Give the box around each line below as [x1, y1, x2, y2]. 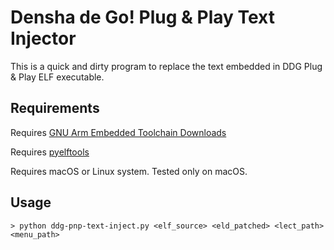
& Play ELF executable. [10, 71, 105, 83]
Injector [10, 27, 77, 50]
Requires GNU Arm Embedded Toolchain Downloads [10, 126, 227, 138]
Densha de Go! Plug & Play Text [10, 6, 276, 29]
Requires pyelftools [10, 146, 90, 158]
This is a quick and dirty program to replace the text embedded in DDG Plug [10, 60, 323, 72]
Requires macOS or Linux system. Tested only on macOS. [10, 165, 248, 177]
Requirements [10, 100, 100, 117]
